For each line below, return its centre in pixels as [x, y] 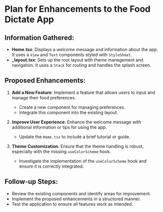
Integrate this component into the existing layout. [68, 112]
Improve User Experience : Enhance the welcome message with [76, 122]
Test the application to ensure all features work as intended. [72, 204]
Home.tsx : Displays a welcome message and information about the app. [85, 49]
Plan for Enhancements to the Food [78, 9]
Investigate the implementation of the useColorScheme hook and [83, 161]
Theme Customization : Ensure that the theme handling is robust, [78, 146]
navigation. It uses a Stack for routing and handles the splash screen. [81, 65]
